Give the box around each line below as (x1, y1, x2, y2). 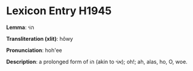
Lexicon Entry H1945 (6, 4, 112, 18)
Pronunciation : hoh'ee (6, 46, 62, 54)
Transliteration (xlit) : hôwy (6, 35, 73, 42)
